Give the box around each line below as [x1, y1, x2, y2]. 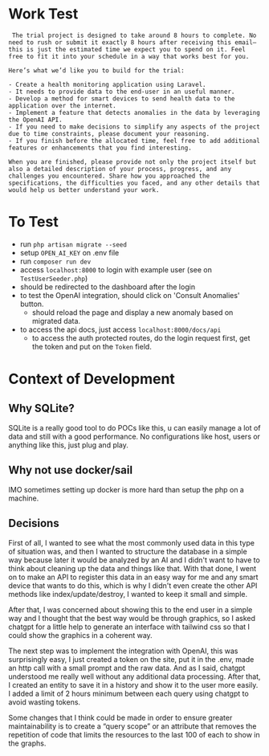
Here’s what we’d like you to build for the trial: [8, 66, 185, 75]
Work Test [8, 5, 79, 23]
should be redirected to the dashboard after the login [19, 282, 195, 292]
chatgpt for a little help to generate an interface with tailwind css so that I [8, 622, 251, 631]
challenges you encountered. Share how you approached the [8, 172, 210, 180]
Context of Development [8, 370, 175, 388]
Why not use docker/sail [8, 464, 133, 477]
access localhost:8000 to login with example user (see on [19, 264, 213, 274]
